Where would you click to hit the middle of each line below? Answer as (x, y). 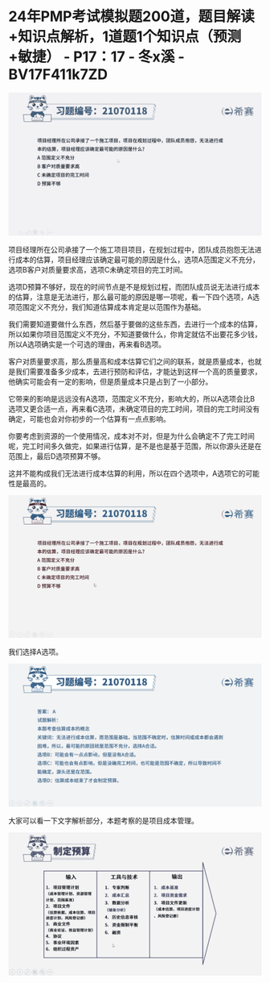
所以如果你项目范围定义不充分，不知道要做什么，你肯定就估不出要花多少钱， (135, 334)
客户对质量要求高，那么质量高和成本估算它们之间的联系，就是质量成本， (128, 361)
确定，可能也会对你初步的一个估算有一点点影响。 (89, 419)
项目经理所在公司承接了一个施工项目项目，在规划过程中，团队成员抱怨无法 (131, 249)
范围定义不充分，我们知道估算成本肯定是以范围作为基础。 (110, 306)
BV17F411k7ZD (58, 75)
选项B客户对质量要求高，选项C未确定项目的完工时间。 (98, 269)
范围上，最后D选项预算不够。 (57, 456)
